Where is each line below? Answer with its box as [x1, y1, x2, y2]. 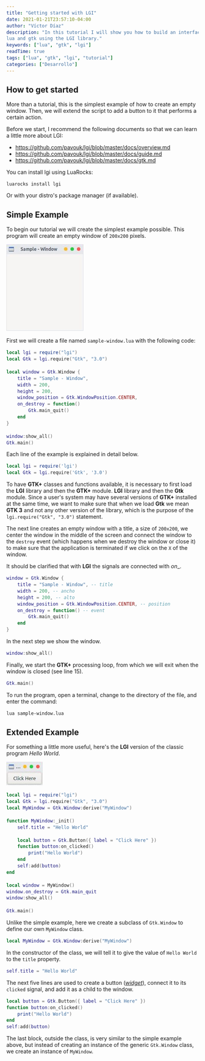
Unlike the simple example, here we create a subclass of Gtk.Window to [6, 919, 184, 926]
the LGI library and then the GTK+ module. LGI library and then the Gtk [6, 487, 184, 495]
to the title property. [6, 955, 61, 963]
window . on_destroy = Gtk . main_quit [6, 888, 97, 895]
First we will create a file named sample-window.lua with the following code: [6, 337, 196, 345]
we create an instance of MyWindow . [6, 1048, 93, 1055]
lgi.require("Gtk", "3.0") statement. [6, 513, 103, 521]
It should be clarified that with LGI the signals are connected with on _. [6, 563, 182, 570]
